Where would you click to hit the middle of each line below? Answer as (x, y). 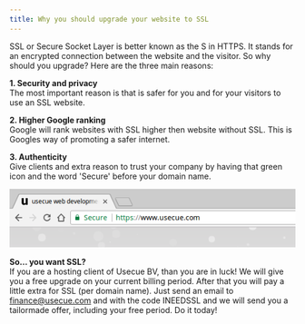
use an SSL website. (48, 102)
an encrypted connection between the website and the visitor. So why (140, 55)
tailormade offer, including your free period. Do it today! (113, 310)
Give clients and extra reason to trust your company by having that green (146, 166)
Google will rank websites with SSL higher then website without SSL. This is (151, 129)
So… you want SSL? (48, 262)
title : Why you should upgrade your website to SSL (109, 19)
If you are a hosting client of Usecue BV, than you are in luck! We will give (147, 271)
